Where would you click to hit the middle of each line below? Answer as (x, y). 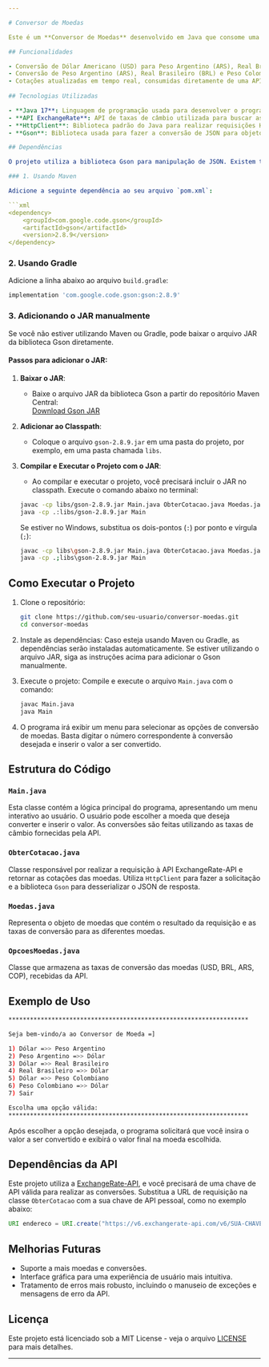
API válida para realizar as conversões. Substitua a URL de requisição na (128, 1192)
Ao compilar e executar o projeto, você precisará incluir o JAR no (139, 481)
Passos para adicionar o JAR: (58, 360)
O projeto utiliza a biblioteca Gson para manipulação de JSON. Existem (132, 162)
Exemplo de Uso (49, 1001)
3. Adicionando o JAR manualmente (79, 316)
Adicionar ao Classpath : (61, 426)
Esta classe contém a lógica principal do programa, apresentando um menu (133, 808)
